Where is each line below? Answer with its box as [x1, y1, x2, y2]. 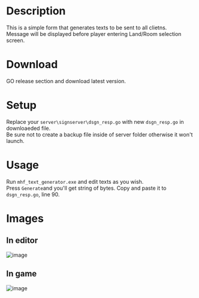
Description [6, 4, 66, 18]
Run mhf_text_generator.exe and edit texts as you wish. [6, 178, 144, 185]
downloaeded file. [6, 124, 51, 132]
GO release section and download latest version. [6, 77, 126, 84]
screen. [6, 37, 25, 44]
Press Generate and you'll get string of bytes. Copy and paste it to [6, 184, 167, 191]
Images [6, 211, 44, 225]
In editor [6, 235, 38, 246]
